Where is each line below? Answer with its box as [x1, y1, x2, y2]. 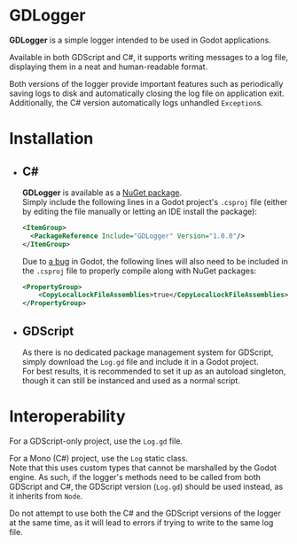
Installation [9, 129, 94, 149]
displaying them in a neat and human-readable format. [9, 61, 208, 72]
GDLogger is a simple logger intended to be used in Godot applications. [9, 35, 272, 45]
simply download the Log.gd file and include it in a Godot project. [21, 357, 259, 367]
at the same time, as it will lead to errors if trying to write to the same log [9, 516, 274, 528]
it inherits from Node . [9, 490, 83, 501]
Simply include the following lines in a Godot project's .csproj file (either [21, 196, 288, 207]
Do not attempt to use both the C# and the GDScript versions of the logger [9, 508, 281, 518]
